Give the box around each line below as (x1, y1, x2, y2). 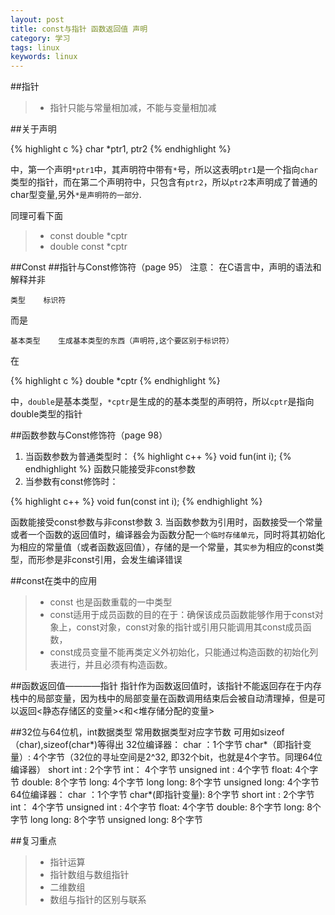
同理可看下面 (10, 210, 63, 222)
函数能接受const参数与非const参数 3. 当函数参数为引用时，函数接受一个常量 (10, 516, 323, 528)
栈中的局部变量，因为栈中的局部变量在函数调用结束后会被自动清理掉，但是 (10, 692, 317, 705)
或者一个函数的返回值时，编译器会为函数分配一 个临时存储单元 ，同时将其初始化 (10, 529, 326, 541)
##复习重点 (10, 835, 57, 847)
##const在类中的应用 (10, 575, 98, 587)
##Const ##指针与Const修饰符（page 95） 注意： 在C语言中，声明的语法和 (10, 261, 322, 273)
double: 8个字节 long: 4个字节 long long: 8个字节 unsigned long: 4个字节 (21, 776, 320, 788)
